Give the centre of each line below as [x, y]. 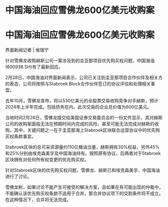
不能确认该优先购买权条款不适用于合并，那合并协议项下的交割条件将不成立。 [84, 193]
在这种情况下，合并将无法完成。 [38, 200]
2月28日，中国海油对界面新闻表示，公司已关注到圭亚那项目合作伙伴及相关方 [84, 78]
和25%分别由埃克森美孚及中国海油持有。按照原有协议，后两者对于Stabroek [83, 153]
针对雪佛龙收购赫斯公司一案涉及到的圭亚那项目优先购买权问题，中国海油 [80, 61]
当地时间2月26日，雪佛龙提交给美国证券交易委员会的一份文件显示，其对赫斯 [84, 118]
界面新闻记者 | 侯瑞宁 [27, 50]
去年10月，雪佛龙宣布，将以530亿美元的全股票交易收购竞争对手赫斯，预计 [82, 101]
